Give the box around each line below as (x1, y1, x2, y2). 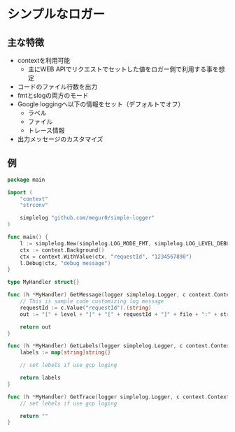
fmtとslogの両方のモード (17, 92, 89, 99)
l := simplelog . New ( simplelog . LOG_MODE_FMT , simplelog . (20, 240, 187, 247)
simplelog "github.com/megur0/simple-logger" (20, 215, 155, 222)
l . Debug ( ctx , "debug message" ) (20, 259, 111, 266)
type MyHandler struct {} (7, 279, 80, 286)
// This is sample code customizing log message (20, 298, 164, 305)
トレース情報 (27, 127, 65, 134)
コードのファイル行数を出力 (17, 82, 98, 91)
